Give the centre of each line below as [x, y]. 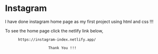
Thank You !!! [62, 48]
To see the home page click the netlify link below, [54, 31]
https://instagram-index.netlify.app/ [57, 39]
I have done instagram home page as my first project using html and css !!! [79, 22]
